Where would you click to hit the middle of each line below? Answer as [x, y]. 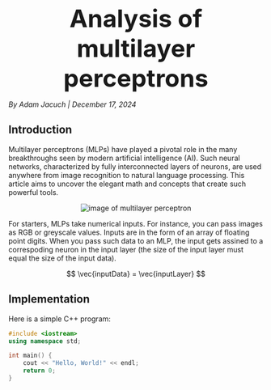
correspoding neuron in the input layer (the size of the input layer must [126, 249]
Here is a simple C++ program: [60, 319]
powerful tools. [34, 192]
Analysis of [136, 19]
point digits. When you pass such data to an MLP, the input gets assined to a [136, 240]
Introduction [40, 130]
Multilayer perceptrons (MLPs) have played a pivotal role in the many [123, 149]
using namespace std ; [45, 341]
